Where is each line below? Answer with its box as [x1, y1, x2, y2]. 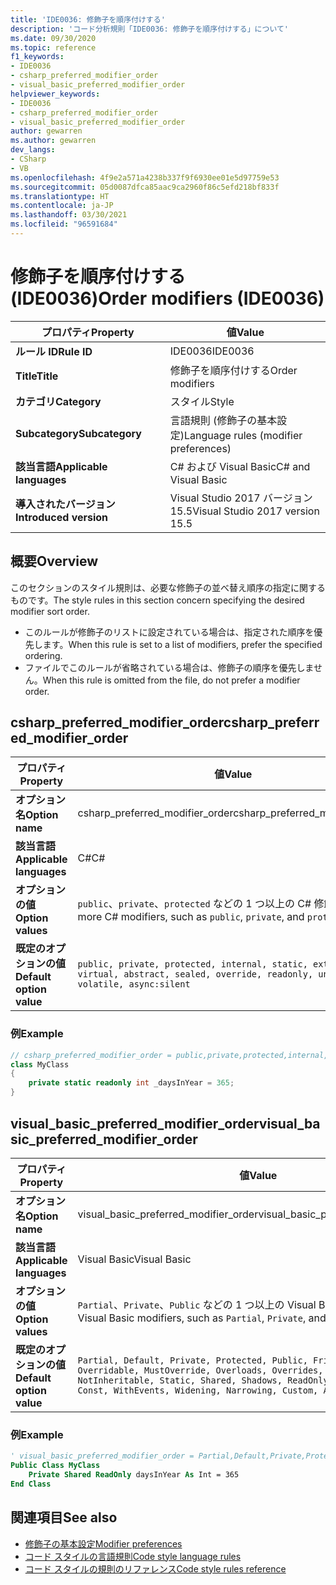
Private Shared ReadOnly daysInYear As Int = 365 [28, 1469, 240, 1480]
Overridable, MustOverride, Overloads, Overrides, [77, 1364, 324, 1376]
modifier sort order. [10, 605, 90, 617]
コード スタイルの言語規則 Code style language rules [24, 1550, 242, 1562]
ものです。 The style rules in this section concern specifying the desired [10, 594, 305, 606]
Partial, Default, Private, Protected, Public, [77, 1354, 308, 1366]
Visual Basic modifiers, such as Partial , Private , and [77, 1311, 327, 1325]
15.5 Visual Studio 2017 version [169, 504, 320, 518]
